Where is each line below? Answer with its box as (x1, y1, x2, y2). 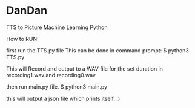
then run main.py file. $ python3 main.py (6, 83, 108, 91)
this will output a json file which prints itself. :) (6, 95, 121, 102)
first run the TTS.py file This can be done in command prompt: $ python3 (6, 46, 189, 54)
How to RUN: (6, 35, 39, 42)
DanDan (6, 4, 47, 17)
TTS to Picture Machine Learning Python (6, 24, 108, 31)
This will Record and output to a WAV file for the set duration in (6, 65, 164, 72)
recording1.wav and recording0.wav (6, 71, 96, 78)
